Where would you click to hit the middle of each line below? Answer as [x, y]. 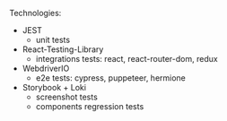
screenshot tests [67, 97]
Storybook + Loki [54, 87]
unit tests [52, 40]
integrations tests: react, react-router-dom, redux [127, 59]
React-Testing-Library [63, 49]
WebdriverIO [46, 68]
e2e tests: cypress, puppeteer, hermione [111, 78]
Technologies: [35, 13]
